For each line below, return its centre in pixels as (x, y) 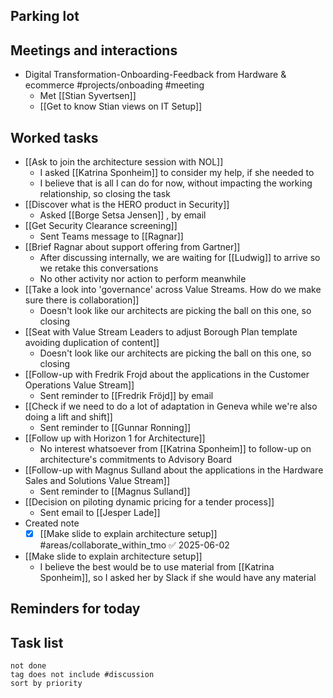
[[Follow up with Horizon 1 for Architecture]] (115, 438)
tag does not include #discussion (82, 675)
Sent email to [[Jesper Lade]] (100, 513)
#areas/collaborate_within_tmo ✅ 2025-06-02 (134, 545)
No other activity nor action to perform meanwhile (143, 279)
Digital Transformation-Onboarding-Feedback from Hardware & (155, 75)
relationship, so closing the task (105, 194)
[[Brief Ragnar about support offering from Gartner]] (132, 247)
